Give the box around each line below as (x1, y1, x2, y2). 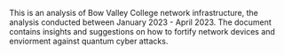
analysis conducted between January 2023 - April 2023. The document (9, 17, 272, 27)
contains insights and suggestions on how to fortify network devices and (9, 27, 275, 36)
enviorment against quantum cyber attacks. (9, 35, 169, 46)
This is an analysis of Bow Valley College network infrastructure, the (9, 8, 259, 18)
